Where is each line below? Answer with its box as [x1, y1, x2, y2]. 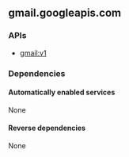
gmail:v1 [19, 48, 47, 58]
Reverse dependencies [8, 123, 85, 133]
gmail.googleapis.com [8, 6, 122, 20]
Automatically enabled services [8, 87, 116, 98]
